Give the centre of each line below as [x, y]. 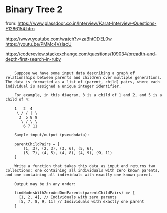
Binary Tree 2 [34, 9]
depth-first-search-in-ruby [33, 59]
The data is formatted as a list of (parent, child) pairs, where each [82, 82]
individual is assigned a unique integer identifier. [63, 86]
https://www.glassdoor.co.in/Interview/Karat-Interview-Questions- [87, 23]
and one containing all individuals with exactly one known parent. [79, 175]
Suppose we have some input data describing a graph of [75, 73]
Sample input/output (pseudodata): [52, 135]
